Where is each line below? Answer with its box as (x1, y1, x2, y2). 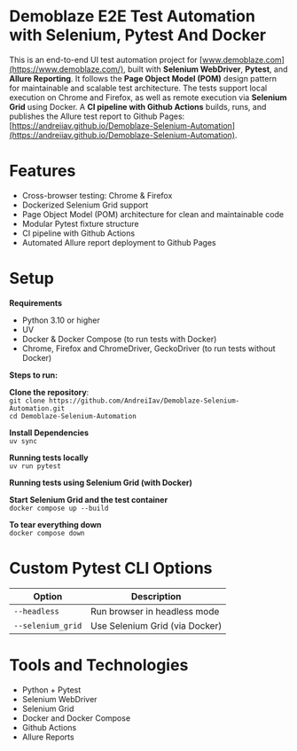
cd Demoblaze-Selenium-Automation (9, 411, 137, 420)
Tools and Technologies (9, 654, 189, 675)
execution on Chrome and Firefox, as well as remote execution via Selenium (9, 91, 287, 103)
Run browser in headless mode (90, 605, 220, 617)
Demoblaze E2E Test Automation (9, 6, 255, 27)
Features (9, 161, 76, 181)
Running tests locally (9, 452, 89, 463)
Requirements (9, 297, 63, 308)
